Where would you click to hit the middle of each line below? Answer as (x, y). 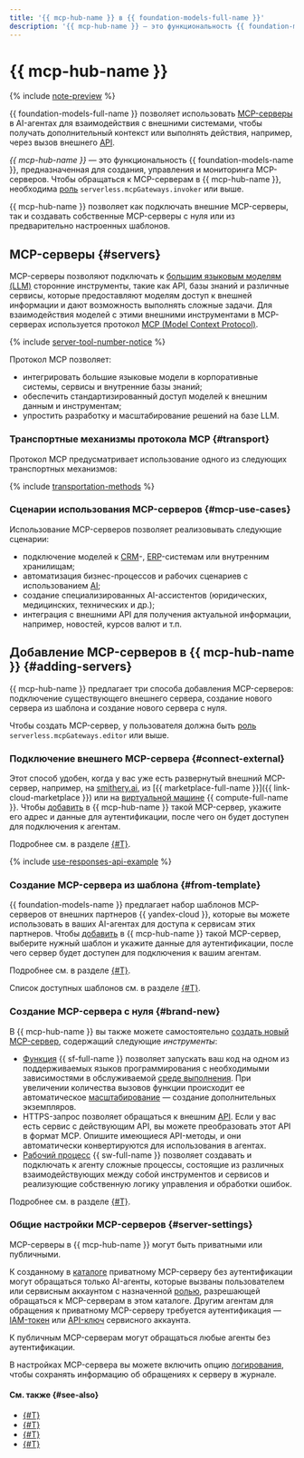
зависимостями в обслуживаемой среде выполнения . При (137, 1078)
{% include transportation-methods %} (82, 486)
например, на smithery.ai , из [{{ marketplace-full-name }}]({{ (157, 787)
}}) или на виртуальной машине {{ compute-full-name (185, 797)
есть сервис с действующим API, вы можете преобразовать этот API (157, 1126)
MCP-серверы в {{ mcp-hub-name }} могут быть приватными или (136, 1244)
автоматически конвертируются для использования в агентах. (144, 1145)
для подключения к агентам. (65, 826)
